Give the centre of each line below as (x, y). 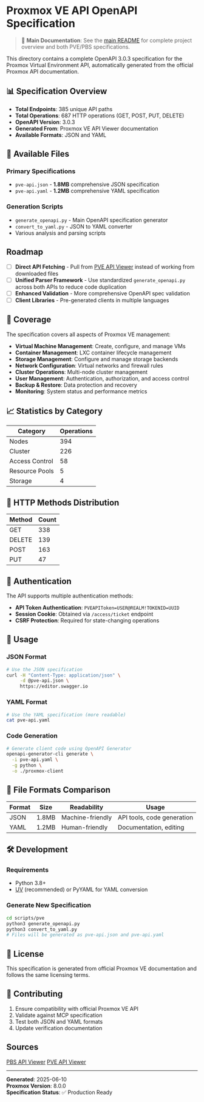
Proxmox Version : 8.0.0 (36, 1086)
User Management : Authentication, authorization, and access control (102, 378)
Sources (22, 1047)
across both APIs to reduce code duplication (71, 287)
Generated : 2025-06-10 (36, 1079)
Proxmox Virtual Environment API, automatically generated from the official (100, 65)
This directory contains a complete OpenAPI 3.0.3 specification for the (94, 58)
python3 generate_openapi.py (43, 924)
